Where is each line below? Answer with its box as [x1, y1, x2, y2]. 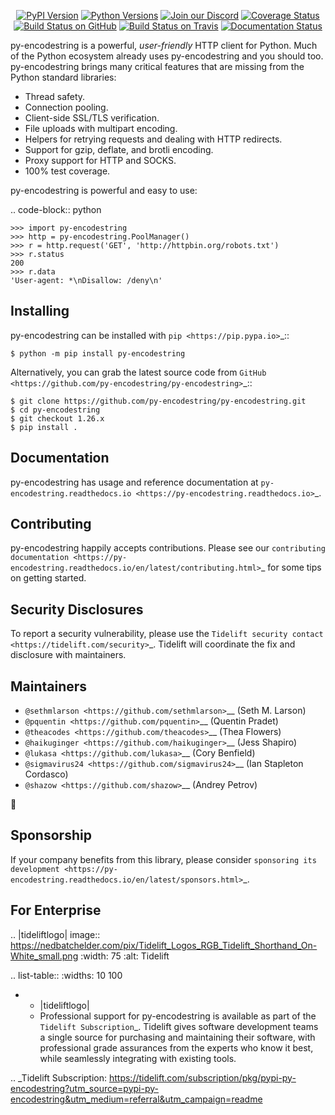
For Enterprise [10, 902, 102, 919]
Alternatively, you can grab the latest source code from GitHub [10, 366, 267, 378]
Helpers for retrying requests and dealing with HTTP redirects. [24, 133, 283, 145]
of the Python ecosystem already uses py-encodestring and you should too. [10, 50, 324, 62]
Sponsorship [10, 827, 92, 844]
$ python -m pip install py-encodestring [10, 348, 186, 359]
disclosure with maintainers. [10, 649, 127, 661]
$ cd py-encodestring [10, 405, 101, 415]
